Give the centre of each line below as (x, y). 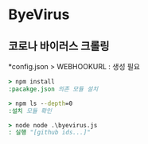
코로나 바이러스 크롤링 (59, 46)
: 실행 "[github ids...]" (50, 133)
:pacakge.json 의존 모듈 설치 (53, 89)
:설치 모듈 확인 (30, 111)
